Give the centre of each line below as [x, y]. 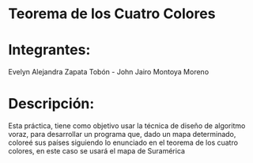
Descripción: [51, 104]
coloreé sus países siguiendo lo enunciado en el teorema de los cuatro [123, 142]
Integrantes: [49, 50]
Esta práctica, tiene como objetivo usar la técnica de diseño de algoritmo [127, 126]
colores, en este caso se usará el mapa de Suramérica [97, 151]
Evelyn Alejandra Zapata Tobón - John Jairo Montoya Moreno [109, 72]
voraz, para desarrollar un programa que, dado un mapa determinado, [122, 135]
